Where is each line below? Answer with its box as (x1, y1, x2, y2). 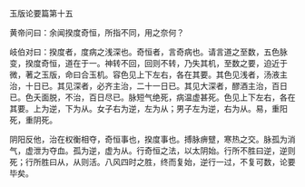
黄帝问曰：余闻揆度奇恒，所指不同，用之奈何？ (9, 27, 184, 38)
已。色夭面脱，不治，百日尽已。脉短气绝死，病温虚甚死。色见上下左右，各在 (9, 92, 296, 103)
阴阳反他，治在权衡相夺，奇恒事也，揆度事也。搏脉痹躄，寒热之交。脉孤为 (9, 134, 288, 144)
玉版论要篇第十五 (9, 8, 74, 18)
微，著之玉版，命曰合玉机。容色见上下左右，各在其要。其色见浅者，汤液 (9, 69, 280, 80)
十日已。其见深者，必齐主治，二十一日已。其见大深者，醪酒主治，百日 (25, 81, 288, 91)
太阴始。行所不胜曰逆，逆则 (192, 145, 296, 156)
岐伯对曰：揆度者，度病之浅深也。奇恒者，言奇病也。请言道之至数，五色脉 (9, 46, 288, 57)
